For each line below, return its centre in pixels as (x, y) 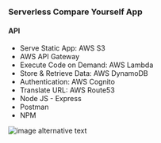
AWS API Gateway (50, 57)
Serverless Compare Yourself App (75, 12)
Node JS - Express (50, 99)
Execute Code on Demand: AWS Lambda (86, 65)
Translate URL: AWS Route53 (67, 90)
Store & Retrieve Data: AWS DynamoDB (84, 73)
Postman (34, 107)
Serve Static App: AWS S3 (62, 48)
